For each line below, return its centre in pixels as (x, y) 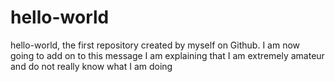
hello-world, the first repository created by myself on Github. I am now (155, 45)
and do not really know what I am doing (91, 66)
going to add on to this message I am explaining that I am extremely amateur (167, 55)
